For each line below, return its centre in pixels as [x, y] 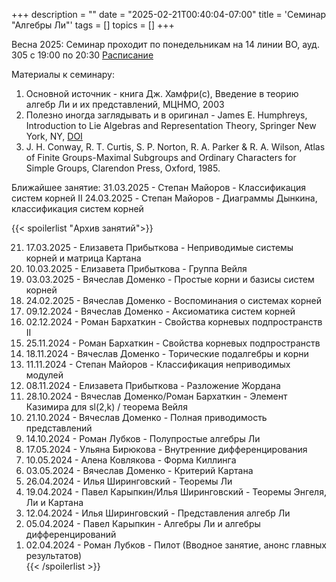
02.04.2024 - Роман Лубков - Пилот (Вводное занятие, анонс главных [176, 545]
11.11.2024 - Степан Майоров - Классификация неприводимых [158, 364]
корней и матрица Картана [83, 258]
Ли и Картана [54, 502]
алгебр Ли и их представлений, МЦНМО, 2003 [125, 104]
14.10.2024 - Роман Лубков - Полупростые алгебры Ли [143, 438]
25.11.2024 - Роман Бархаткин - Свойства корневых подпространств [173, 343]
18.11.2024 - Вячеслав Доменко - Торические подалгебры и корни [167, 353]
